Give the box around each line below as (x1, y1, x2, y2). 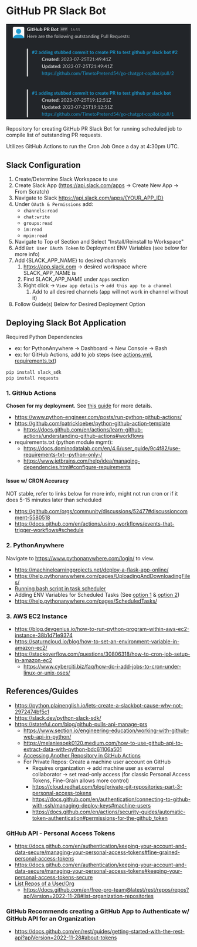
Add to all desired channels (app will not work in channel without (32, 288, 189, 295)
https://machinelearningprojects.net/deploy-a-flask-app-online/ (14, 566, 169, 573)
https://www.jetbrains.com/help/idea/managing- (23, 457, 141, 464)
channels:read (23, 208, 58, 214)
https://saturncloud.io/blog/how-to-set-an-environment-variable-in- (14, 638, 180, 645)
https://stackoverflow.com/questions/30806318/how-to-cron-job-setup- (14, 650, 191, 657)
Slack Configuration (6, 160, 81, 170)
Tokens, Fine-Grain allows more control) (32, 777, 130, 784)
